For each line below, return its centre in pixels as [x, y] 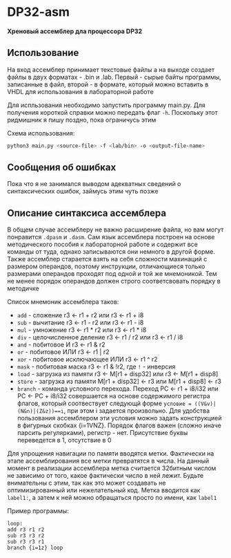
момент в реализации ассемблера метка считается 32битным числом [112, 468]
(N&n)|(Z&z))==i [40, 411]
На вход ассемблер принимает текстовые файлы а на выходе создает [111, 69]
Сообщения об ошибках [62, 168]
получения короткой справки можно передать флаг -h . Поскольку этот [113, 112]
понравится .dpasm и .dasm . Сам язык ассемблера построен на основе [111, 237]
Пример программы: [38, 511]
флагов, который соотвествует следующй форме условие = [104, 403]
